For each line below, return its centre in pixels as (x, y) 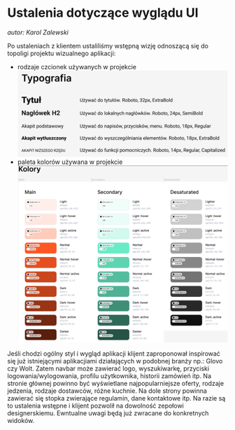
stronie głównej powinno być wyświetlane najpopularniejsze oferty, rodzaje (116, 383)
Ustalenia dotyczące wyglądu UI (103, 13)
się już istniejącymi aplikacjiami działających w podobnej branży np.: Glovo (115, 361)
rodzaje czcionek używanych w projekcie (77, 67)
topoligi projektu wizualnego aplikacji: (62, 53)
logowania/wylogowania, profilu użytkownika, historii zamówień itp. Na (109, 375)
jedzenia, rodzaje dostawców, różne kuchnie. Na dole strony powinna (107, 391)
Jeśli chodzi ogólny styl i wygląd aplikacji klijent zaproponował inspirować (114, 353)
